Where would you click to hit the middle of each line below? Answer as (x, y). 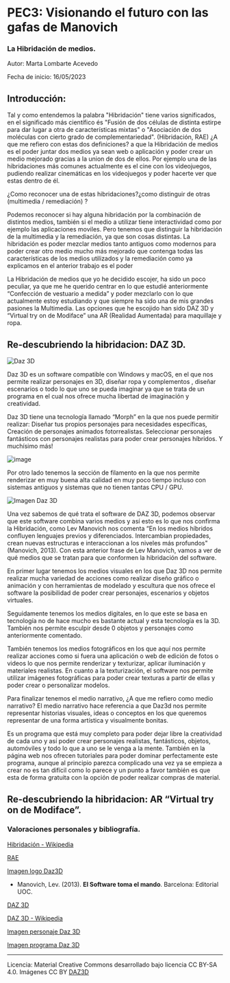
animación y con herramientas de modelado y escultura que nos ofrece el (111, 586)
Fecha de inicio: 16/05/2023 (47, 77)
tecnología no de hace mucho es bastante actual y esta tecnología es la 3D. (114, 621)
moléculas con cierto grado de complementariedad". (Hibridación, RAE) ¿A (112, 137)
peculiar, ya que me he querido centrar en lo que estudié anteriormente (108, 286)
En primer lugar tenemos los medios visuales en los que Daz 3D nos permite (115, 571)
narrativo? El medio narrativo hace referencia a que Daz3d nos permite (107, 706)
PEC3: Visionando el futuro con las (108, 13)
